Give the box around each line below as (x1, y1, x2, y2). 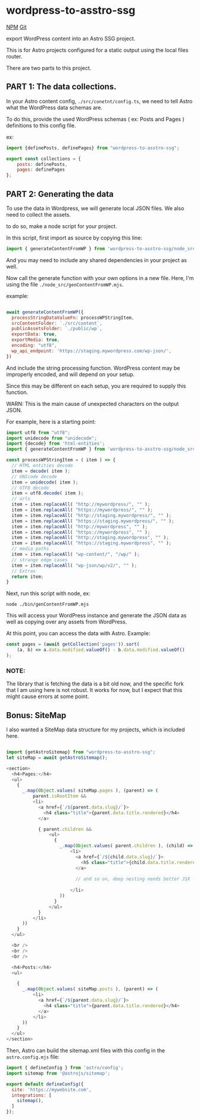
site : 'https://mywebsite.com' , (11, 1087, 92, 1093)
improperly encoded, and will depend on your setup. (6, 371, 135, 378)
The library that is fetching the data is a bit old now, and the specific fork (6, 680, 184, 687)
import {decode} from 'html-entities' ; (6, 441, 105, 447)
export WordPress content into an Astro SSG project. (6, 35, 136, 42)
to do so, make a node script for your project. (6, 222, 117, 230)
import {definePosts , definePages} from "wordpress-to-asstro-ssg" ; (6, 144, 180, 151)
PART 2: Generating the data (6, 189, 114, 199)
